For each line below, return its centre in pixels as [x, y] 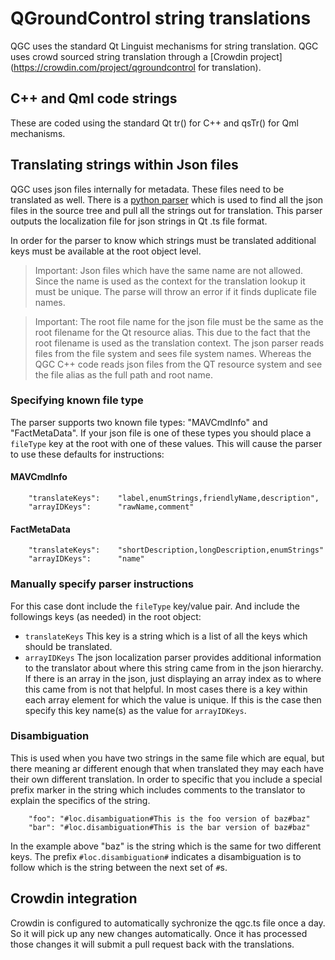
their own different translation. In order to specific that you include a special [166, 779]
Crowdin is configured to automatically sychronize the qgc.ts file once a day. [168, 923]
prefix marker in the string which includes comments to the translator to [158, 789]
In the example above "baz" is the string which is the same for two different [166, 846]
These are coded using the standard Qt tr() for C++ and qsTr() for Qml [154, 123]
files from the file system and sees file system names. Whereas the [173, 353]
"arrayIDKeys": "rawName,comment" [111, 507]
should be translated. [68, 646]
